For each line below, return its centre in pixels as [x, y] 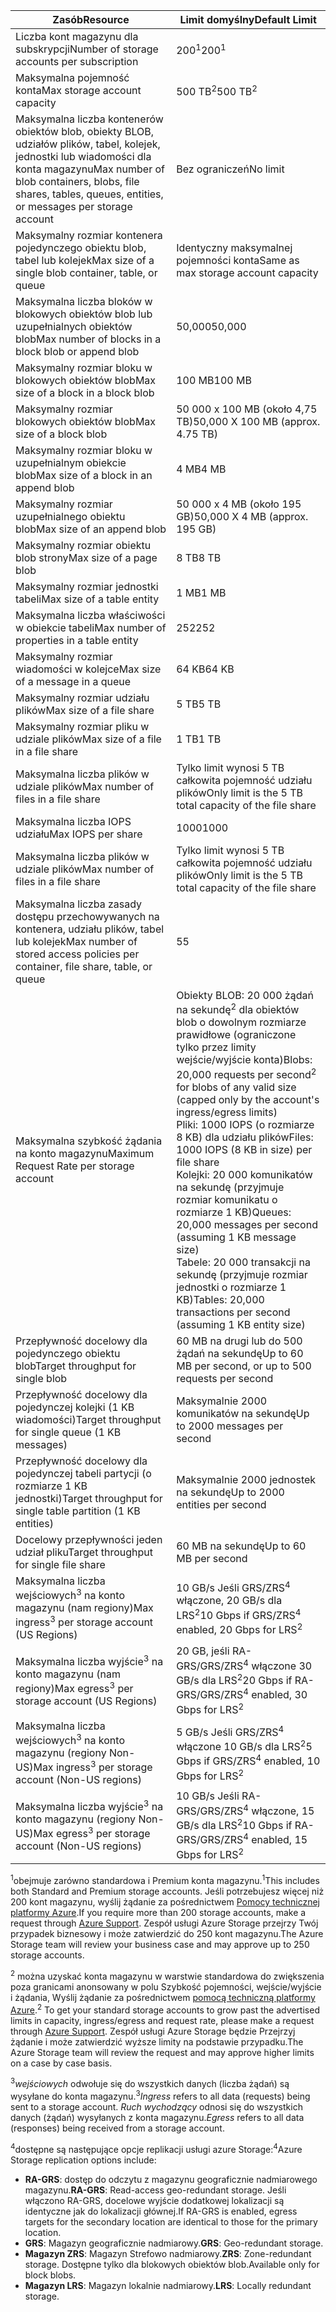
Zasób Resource [91, 19]
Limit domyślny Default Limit [248, 19]
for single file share [60, 1564]
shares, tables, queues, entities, [89, 194]
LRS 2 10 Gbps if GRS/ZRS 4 [239, 1614]
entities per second [221, 1504]
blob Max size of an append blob [91, 529]
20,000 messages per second [247, 1224]
